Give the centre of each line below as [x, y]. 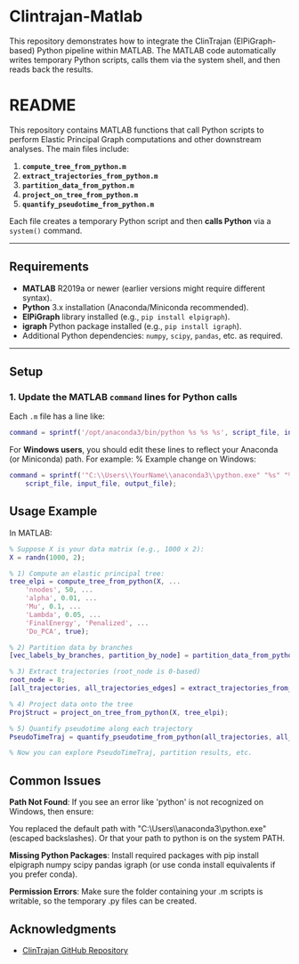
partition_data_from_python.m [78, 185]
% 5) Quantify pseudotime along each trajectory [101, 728]
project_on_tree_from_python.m [80, 195]
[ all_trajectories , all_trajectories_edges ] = [97, 688]
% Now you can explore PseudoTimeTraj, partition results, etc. [131, 753]
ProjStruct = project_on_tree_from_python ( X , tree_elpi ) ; [119, 712]
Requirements [49, 267]
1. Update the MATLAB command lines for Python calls [123, 397]
